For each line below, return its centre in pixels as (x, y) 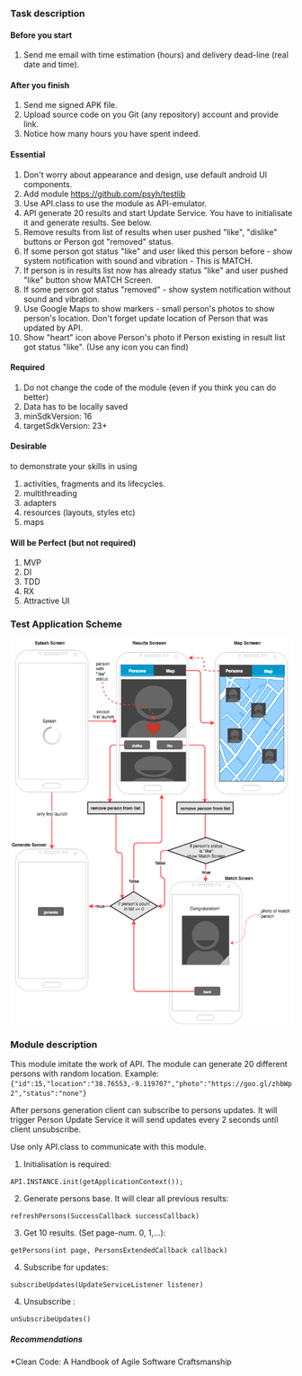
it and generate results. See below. (87, 222)
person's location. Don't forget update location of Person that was (146, 318)
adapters (40, 502)
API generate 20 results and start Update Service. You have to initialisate (158, 213)
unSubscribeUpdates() (51, 1319)
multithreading (50, 493)
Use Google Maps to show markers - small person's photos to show (149, 308)
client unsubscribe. (46, 1129)
